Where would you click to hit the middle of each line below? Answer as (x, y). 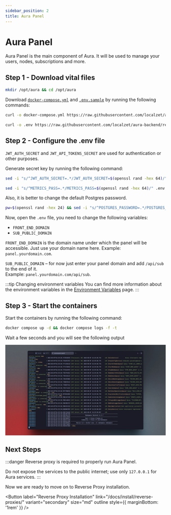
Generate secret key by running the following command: (64, 168)
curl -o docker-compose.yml (35, 115)
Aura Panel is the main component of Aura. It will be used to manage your (82, 56)
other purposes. (22, 159)
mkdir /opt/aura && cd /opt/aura (41, 90)
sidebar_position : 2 (27, 11)
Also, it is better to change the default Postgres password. (66, 198)
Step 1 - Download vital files (50, 77)
